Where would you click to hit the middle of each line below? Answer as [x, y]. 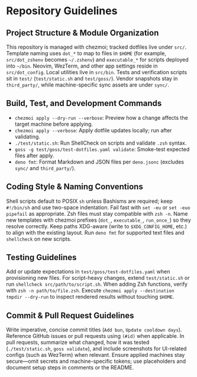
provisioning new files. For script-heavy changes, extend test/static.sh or [98, 278]
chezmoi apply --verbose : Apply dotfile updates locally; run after [93, 130]
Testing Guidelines [41, 258]
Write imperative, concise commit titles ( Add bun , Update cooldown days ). [94, 330]
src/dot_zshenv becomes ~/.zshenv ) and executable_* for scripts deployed [98, 60]
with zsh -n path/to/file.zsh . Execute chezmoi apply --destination [90, 290]
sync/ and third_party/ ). [45, 168]
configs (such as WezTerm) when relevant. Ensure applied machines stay [96, 355]
